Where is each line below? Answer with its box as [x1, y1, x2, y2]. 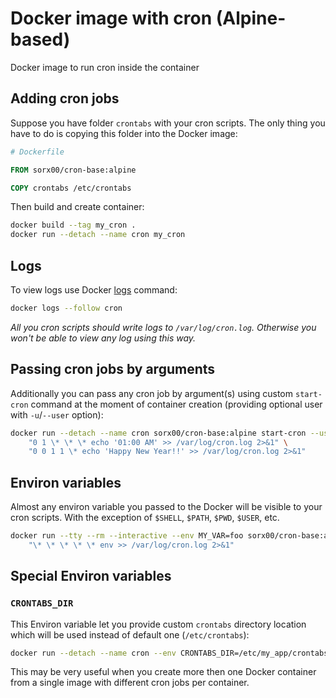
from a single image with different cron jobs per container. [10, 677, 250, 689]
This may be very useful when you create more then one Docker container [10, 666, 317, 678]
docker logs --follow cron [10, 303, 123, 313]
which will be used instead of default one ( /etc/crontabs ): [10, 628, 250, 641]
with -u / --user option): [10, 408, 104, 421]
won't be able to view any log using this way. [10, 332, 197, 344]
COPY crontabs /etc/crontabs [10, 183, 132, 193]
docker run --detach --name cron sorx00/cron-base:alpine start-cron [10, 428, 307, 438]
